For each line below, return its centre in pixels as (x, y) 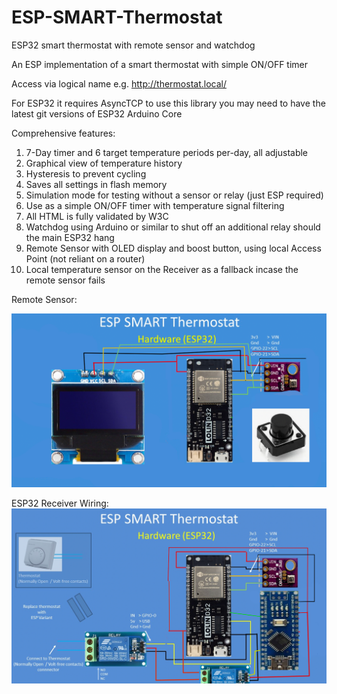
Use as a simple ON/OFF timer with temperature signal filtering (155, 205)
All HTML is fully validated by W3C (97, 216)
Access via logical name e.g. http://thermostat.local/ (119, 83)
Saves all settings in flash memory (96, 184)
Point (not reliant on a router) (85, 258)
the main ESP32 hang (70, 237)
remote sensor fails (65, 280)
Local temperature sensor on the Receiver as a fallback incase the (162, 269)
